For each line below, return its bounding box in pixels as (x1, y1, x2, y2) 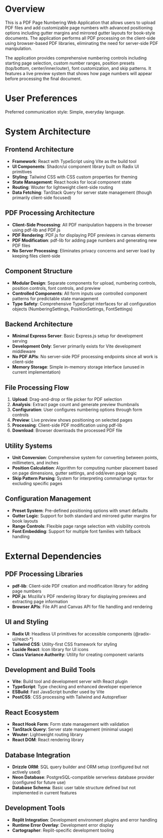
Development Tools (5, 804, 65, 812)
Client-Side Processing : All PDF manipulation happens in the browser (12, 222, 153, 227)
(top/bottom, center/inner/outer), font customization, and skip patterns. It (5, 65, 151, 71)
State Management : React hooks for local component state (12, 179, 132, 185)
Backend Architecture (5, 320, 73, 328)
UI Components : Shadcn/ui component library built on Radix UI (12, 164, 139, 169)
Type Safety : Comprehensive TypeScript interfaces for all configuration (12, 301, 157, 307)
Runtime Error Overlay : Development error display (12, 822, 114, 828)
